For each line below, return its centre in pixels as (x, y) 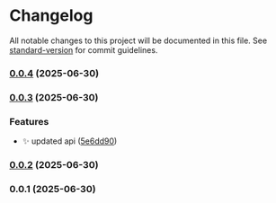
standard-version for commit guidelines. (84, 49)
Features (29, 121)
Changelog (51, 16)
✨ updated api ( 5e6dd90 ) (70, 141)
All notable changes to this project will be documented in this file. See (138, 40)
